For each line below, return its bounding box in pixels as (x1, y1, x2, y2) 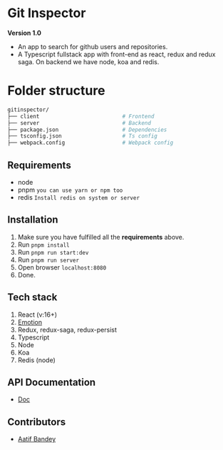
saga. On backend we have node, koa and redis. (17, 57, 160, 66)
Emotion (17, 317, 43, 326)
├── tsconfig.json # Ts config (7, 133, 158, 140)
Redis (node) (17, 355, 56, 364)
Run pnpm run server (17, 255, 80, 264)
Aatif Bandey (17, 435, 56, 444)
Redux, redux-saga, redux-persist (17, 325, 118, 334)
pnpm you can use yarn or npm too (17, 185, 123, 194)
